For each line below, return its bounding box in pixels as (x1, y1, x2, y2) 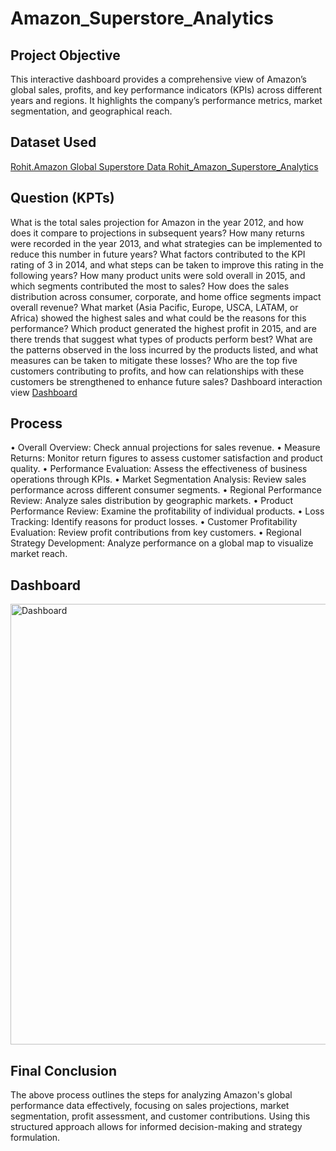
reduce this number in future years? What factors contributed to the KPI (10, 248, 306, 260)
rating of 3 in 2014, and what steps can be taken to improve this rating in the (10, 258, 324, 271)
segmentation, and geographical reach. (10, 105, 173, 117)
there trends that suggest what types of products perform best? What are (10, 333, 313, 345)
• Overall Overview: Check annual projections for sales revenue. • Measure (10, 442, 321, 454)
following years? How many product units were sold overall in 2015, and (10, 269, 306, 281)
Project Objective (10, 47, 121, 64)
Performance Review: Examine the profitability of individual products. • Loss (10, 505, 325, 517)
